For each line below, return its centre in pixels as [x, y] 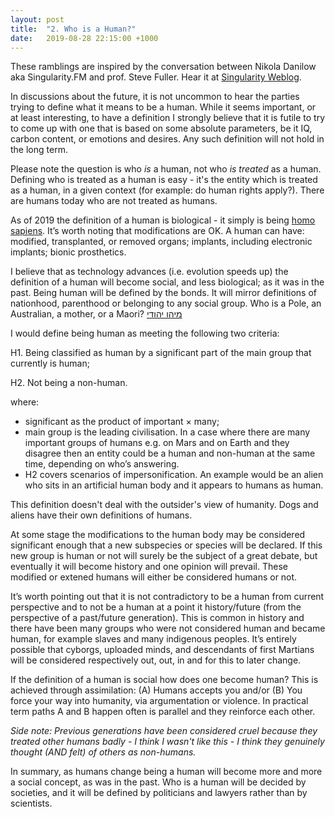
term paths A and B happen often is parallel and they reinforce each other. [163, 712]
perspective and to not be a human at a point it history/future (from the [156, 607]
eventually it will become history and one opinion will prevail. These [149, 567]
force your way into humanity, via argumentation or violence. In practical [159, 701]
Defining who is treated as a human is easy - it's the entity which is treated [164, 180]
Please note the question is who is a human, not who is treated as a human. [166, 169]
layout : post [37, 19]
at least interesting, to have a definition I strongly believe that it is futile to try [168, 118]
